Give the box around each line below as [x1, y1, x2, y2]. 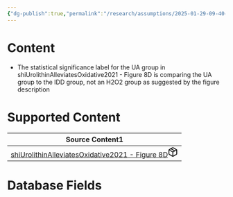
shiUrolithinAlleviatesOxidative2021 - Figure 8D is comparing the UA [17, 70, 212, 78]
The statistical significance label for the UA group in [17, 63, 166, 71]
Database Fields [7, 178, 102, 193]
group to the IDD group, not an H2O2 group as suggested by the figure [17, 78, 220, 86]
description [17, 85, 50, 94]
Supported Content [7, 109, 121, 125]
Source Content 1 [65, 135, 123, 144]
